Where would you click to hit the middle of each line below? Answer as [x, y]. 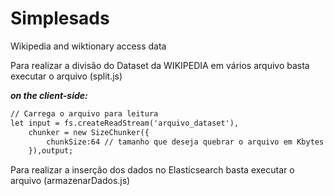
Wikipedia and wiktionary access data [88, 46]
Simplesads [60, 18]
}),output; [51, 151]
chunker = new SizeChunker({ [89, 132]
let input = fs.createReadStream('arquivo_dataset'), [125, 123]
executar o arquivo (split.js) [66, 76]
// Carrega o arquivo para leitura [84, 113]
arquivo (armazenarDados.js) [70, 181]
